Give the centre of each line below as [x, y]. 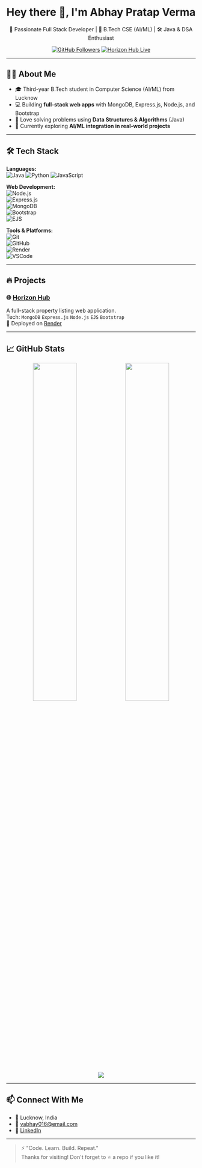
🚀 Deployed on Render [34, 324]
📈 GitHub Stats [35, 349]
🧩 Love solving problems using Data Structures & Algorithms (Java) [99, 119]
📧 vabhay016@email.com [46, 1123]
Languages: [22, 168]
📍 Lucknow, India [36, 1117]
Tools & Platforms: [29, 230]
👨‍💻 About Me [31, 74]
